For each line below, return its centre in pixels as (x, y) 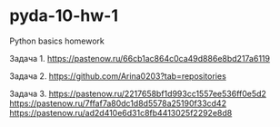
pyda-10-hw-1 (64, 16)
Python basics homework (57, 41)
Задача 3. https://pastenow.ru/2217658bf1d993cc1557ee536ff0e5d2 (138, 93)
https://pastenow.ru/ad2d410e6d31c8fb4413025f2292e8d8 (121, 112)
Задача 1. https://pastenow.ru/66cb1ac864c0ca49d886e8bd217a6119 (140, 58)
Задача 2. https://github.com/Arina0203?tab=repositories (118, 76)
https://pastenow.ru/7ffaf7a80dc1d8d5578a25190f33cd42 (118, 103)
